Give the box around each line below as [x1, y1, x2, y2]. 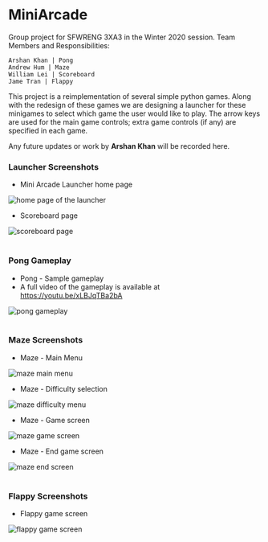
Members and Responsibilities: [8, 40, 110, 50]
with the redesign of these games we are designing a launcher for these [8, 100, 246, 109]
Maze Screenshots [8, 335, 83, 346]
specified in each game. [8, 125, 88, 135]
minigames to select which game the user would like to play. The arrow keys [8, 109, 261, 118]
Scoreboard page [19, 211, 79, 220]
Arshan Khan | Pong [8, 56, 74, 64]
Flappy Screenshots [8, 491, 88, 502]
